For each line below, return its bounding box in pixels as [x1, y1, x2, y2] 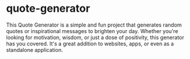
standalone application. [6, 46, 63, 53]
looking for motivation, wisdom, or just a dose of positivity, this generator [6, 34, 185, 41]
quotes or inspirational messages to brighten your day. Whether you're [6, 27, 179, 34]
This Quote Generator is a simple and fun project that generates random [6, 21, 182, 28]
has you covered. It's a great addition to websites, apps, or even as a [6, 40, 174, 47]
